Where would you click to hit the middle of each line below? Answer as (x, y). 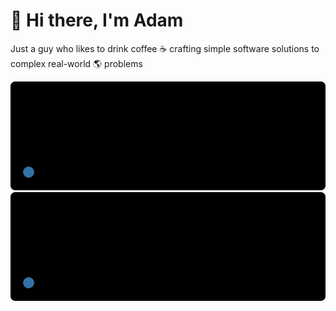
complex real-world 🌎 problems (76, 63)
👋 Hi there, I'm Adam (97, 20)
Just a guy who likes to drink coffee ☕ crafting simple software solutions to (165, 48)
